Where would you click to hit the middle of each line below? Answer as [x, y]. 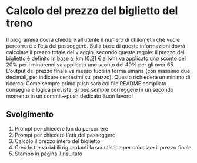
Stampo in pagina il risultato [48, 154]
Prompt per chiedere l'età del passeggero [65, 135]
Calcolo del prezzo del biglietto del [92, 11]
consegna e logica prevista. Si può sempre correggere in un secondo [90, 89]
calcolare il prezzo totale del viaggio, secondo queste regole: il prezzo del [95, 52]
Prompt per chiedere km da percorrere [61, 128]
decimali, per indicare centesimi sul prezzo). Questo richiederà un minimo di [98, 77]
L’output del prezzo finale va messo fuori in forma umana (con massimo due [98, 71]
